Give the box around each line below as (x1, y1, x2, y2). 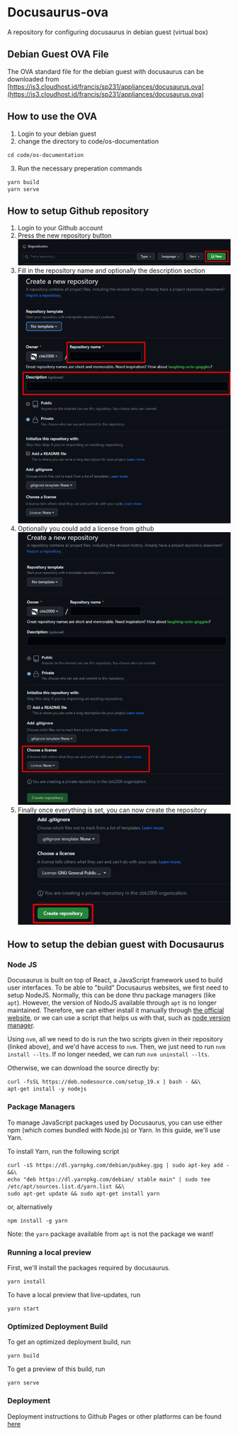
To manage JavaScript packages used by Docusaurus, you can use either (7, 1118, 223, 1127)
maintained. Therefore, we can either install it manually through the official (7, 1006, 225, 1014)
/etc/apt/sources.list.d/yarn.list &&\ (7, 1183, 125, 1190)
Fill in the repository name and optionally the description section (17, 266, 205, 274)
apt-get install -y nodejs (7, 1085, 87, 1093)
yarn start (7, 1305, 40, 1312)
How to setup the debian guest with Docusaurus (7, 938, 225, 951)
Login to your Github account (17, 224, 103, 232)
